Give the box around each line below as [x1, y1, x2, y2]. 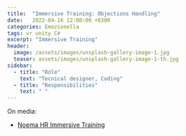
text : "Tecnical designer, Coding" [20, 75, 123, 82]
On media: [7, 107, 37, 116]
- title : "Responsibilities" [13, 82, 98, 89]
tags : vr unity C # [7, 29, 61, 37]
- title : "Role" [13, 68, 61, 75]
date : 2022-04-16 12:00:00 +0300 [7, 17, 111, 24]
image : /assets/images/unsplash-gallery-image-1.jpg [13, 50, 170, 56]
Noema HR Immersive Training [17, 121, 105, 129]
